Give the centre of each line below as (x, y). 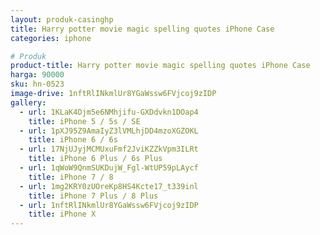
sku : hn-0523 (37, 84)
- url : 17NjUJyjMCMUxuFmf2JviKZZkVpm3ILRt (109, 149)
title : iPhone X (62, 214)
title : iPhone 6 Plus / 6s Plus (95, 159)
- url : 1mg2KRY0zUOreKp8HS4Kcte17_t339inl (109, 186)
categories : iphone (51, 38)
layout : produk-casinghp (62, 19)
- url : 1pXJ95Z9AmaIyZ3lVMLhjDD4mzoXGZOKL (109, 131)
